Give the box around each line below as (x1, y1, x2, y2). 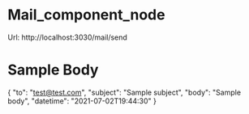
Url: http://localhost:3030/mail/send (7, 32, 127, 42)
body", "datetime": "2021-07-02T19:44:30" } (7, 95, 157, 106)
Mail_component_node (7, 6, 165, 24)
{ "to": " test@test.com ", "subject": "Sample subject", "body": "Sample (7, 87, 241, 97)
